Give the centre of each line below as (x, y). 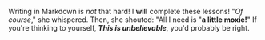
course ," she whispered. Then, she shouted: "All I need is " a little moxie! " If (133, 20)
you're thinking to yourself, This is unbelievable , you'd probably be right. (129, 28)
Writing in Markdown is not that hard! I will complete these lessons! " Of (126, 11)
